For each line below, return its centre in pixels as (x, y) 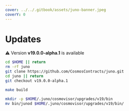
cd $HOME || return (25, 62)
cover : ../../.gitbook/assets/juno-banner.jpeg (56, 10)
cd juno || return (24, 76)
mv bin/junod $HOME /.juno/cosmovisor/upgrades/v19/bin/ (64, 103)
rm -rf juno (17, 67)
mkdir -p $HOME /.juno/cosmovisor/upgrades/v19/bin (59, 99)
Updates (23, 39)
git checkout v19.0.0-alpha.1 (37, 80)
